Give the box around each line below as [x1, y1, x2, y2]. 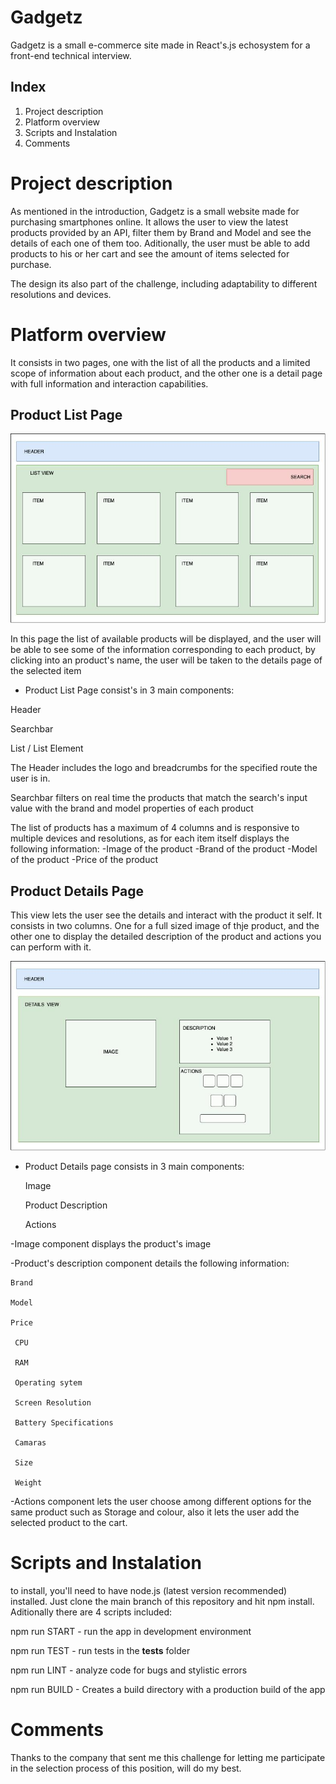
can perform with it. [10, 941, 92, 953]
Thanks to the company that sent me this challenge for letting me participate [10, 1751, 326, 1763]
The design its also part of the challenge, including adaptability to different [10, 277, 318, 290]
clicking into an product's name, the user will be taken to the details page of [10, 654, 323, 666]
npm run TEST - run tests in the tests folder [10, 1644, 191, 1656]
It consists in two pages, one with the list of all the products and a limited [10, 356, 311, 368]
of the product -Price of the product [10, 854, 159, 866]
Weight [14, 1478, 43, 1488]
